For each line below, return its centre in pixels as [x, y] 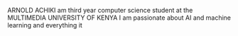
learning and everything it [45, 25]
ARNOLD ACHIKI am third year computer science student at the [100, 10]
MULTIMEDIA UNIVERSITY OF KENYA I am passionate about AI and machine [119, 18]
